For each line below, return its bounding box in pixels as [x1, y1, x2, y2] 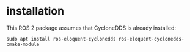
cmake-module [6, 41, 40, 47]
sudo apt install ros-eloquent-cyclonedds [6, 36, 116, 42]
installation [6, 4, 65, 18]
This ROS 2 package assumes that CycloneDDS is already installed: [6, 24, 176, 31]
